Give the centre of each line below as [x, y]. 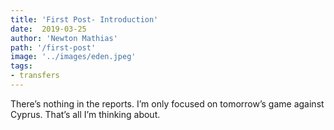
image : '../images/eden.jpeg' [73, 57]
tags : [21, 66]
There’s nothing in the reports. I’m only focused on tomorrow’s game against [167, 103]
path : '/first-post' [53, 47]
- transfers [35, 76]
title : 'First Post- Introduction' [84, 19]
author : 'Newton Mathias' [64, 38]
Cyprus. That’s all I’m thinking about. [85, 114]
